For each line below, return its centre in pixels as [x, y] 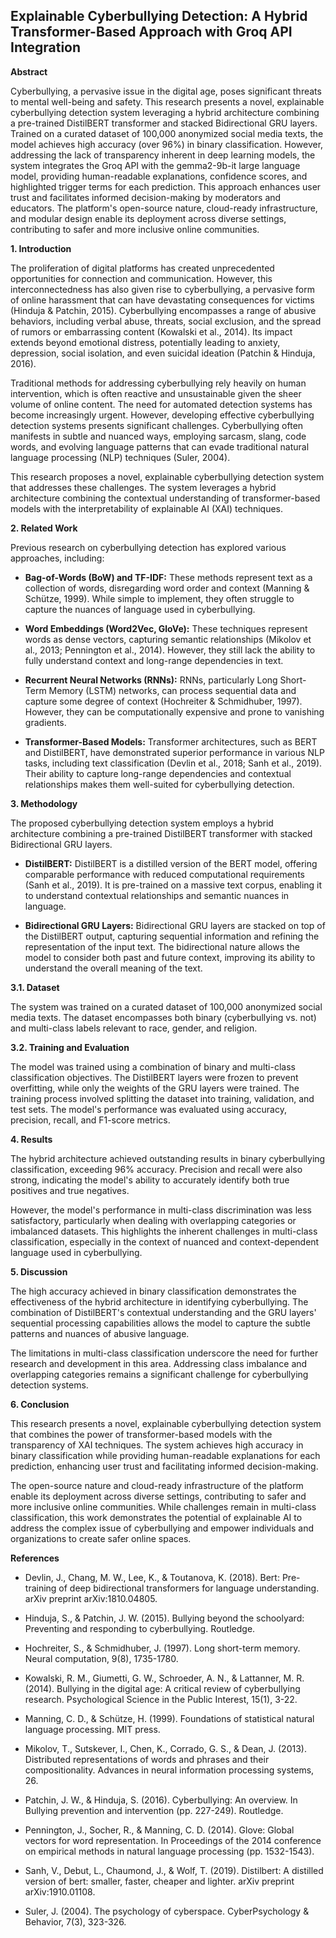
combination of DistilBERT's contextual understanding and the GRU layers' [163, 1312]
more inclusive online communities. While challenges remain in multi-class [163, 1506]
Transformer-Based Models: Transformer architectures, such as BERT [171, 741]
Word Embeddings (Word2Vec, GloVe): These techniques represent [166, 628]
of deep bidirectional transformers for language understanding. [189, 1588]
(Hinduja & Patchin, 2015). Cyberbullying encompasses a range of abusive [163, 310]
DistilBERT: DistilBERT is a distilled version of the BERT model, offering [171, 863]
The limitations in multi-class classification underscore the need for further [164, 1353]
